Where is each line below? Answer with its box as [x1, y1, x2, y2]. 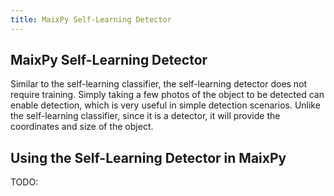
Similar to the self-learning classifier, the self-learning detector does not [10, 78, 308, 90]
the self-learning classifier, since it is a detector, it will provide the [10, 110, 281, 122]
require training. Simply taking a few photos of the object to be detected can [10, 89, 325, 101]
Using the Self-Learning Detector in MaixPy [10, 149, 287, 166]
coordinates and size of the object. [10, 121, 154, 133]
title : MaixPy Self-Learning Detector [10, 14, 172, 25]
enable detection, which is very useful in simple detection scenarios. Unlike [10, 99, 321, 111]
